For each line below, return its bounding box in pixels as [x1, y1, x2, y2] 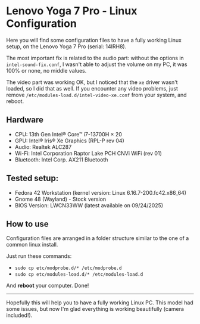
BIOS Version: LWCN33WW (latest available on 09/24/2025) [14, 201, 164, 209]
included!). [6, 311, 33, 319]
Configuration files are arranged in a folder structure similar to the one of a [6, 235, 189, 242]
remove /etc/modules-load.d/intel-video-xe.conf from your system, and [6, 91, 187, 98]
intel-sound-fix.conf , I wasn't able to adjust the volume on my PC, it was [6, 61, 187, 68]
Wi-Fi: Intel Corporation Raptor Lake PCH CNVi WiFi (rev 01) [14, 149, 162, 157]
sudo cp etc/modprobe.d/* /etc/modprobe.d [14, 265, 122, 272]
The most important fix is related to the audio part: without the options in [6, 54, 185, 61]
